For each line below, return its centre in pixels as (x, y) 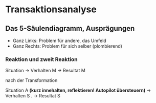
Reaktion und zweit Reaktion (41, 59)
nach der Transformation (31, 80)
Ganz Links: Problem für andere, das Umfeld (59, 40)
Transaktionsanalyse (51, 9)
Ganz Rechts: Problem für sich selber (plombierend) (68, 46)
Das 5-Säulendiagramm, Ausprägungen (70, 28)
